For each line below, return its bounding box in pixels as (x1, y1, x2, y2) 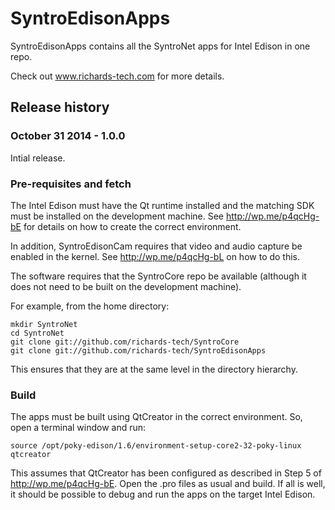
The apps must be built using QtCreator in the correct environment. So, (10, 411, 303, 423)
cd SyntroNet (10, 328, 65, 338)
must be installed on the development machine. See (10, 210, 224, 222)
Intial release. (10, 152, 66, 164)
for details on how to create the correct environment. (23, 220, 242, 232)
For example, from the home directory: (10, 300, 170, 312)
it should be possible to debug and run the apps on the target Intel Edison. (10, 488, 316, 501)
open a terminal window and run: (10, 422, 147, 434)
